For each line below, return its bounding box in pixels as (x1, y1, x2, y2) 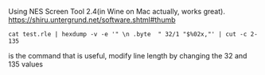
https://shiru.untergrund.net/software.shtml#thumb (8, 15, 176, 24)
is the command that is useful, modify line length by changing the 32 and (8, 51, 247, 60)
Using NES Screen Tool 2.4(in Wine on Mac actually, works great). (8, 7, 225, 16)
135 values (8, 59, 44, 69)
